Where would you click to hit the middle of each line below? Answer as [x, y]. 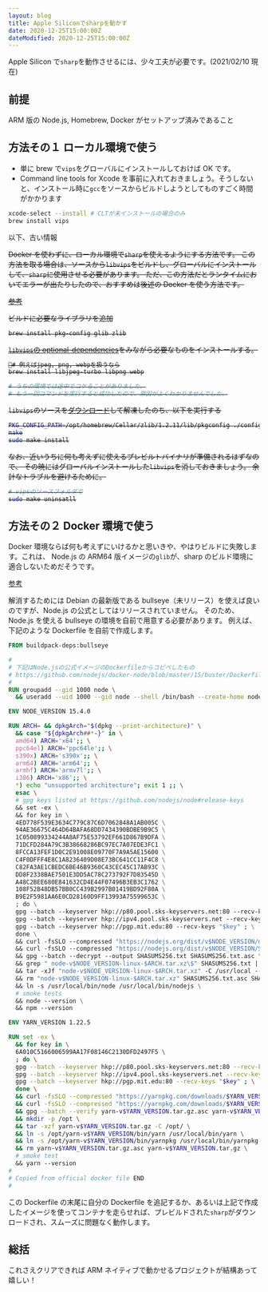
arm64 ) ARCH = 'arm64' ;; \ [57, 763]
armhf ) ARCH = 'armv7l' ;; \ [59, 771]
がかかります [41, 198]
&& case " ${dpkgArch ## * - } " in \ [69, 733]
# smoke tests [39, 993]
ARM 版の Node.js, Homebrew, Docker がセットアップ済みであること [121, 120]
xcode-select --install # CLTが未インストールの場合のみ [97, 213]
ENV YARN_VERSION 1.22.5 [49, 1023]
